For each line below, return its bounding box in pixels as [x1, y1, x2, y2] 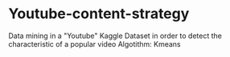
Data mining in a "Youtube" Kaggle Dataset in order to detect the [8, 31, 223, 40]
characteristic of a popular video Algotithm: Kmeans [8, 39, 181, 48]
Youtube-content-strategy [8, 5, 190, 23]
